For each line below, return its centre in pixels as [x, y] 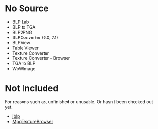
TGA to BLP [24, 63]
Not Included [32, 88]
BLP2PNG [22, 32]
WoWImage [24, 68]
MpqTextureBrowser [33, 121]
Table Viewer [25, 48]
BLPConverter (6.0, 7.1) [35, 37]
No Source [27, 9]
